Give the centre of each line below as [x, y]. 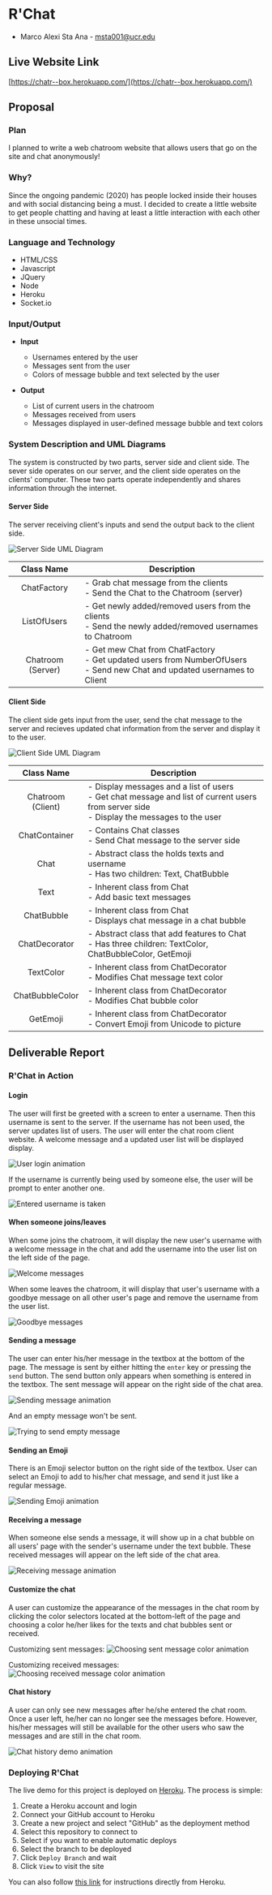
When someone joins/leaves [57, 1222]
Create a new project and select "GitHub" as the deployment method [135, 1824]
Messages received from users [84, 415]
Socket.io [36, 303]
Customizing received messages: [64, 1665]
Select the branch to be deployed [76, 1849]
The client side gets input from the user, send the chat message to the [125, 720]
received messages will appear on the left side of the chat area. [115, 1555]
